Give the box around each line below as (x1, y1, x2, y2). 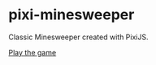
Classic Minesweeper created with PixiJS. (8, 32, 149, 42)
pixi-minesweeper (8, 6, 135, 24)
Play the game (8, 47, 57, 57)
